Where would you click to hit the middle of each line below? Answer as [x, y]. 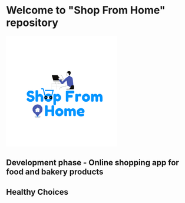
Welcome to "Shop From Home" [86, 10]
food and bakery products [55, 172]
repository [32, 23]
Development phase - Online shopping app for [93, 163]
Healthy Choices [37, 192]
